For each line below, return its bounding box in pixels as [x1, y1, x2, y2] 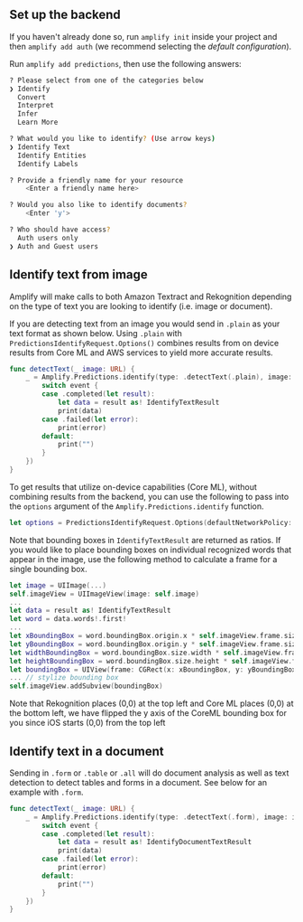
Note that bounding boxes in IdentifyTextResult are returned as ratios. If [9, 534, 281, 545]
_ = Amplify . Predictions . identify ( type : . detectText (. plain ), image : [25, 372, 293, 382]
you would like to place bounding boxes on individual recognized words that [9, 544, 292, 555]
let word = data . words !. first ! [9, 615, 127, 624]
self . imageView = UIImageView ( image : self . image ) [9, 589, 200, 598]
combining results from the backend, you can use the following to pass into [9, 491, 289, 502]
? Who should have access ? [9, 225, 111, 234]
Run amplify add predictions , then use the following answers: [9, 58, 242, 69]
